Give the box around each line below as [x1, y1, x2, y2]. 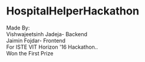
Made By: [6, 24, 30, 31]
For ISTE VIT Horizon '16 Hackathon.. [6, 43, 98, 51]
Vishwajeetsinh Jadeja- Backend [6, 30, 88, 37]
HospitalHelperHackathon [6, 4, 140, 18]
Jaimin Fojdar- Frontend [6, 37, 66, 44]
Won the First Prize [6, 49, 54, 57]
